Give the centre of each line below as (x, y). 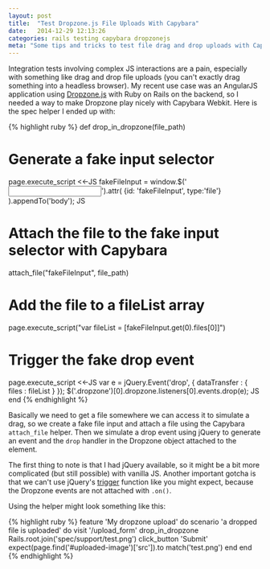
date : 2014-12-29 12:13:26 (57, 31)
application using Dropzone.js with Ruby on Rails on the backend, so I (123, 94)
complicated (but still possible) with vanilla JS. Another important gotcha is (132, 473)
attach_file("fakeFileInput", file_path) (69, 273)
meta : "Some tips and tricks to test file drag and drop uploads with (129, 46)
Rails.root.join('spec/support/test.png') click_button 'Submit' (108, 538)
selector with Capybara (88, 251)
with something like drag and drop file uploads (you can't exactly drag (124, 77)
